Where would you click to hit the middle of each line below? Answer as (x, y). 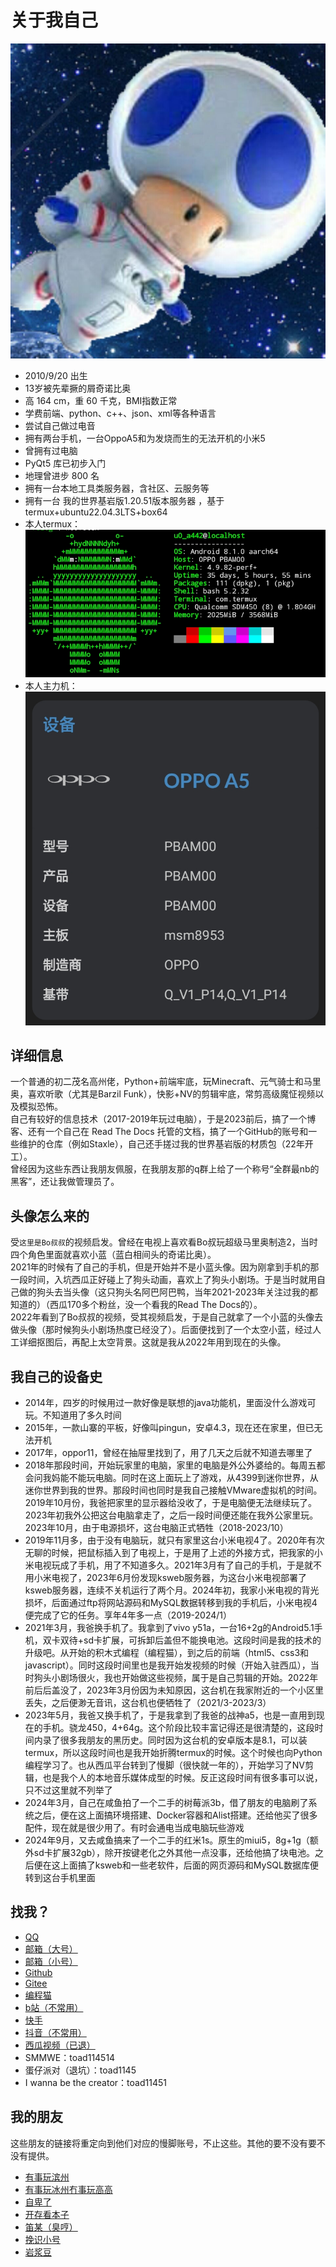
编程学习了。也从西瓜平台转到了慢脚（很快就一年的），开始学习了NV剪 (169, 1765)
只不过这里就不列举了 (68, 1790)
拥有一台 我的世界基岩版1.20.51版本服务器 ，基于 (124, 500)
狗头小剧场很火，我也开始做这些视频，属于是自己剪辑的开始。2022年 (176, 1678)
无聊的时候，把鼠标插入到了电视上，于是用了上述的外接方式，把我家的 (169, 1553)
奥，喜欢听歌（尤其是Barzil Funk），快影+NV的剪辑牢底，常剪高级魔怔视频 (163, 1094)
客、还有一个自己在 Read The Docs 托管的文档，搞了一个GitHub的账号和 (159, 1132)
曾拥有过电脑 (51, 450)
